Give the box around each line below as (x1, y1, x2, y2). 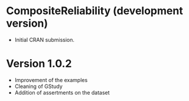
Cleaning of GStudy (14, 83, 63, 90)
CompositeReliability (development (6, 4, 183, 18)
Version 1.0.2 (6, 57, 72, 70)
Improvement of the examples (14, 76, 88, 83)
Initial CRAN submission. (14, 36, 75, 43)
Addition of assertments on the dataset (14, 89, 110, 96)
